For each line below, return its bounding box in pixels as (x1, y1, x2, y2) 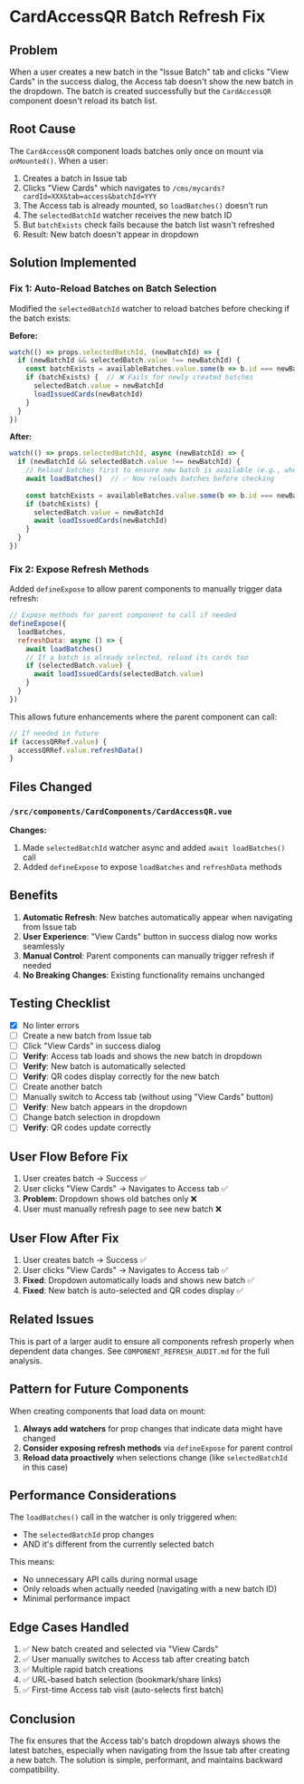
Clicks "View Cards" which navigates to (22, 182, 170, 193)
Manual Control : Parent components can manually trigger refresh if (22, 950, 275, 961)
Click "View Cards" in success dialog (22, 1040, 161, 1051)
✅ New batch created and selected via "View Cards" (22, 1644, 219, 1654)
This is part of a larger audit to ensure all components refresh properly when (9, 1336, 295, 1346)
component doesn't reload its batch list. (9, 95, 158, 106)
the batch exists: (9, 313, 71, 323)
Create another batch (22, 1081, 102, 1092)
